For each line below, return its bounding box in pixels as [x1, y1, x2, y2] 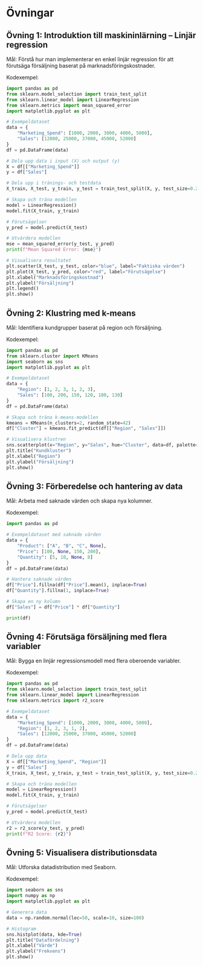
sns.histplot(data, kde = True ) [6, 932, 83, 938]
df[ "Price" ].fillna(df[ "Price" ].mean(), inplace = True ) [6, 582, 147, 588]
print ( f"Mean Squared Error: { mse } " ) [6, 247, 101, 253]
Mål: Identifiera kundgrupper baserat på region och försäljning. [6, 324, 163, 331]
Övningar [6, 6, 54, 20]
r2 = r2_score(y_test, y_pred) [6, 825, 85, 831]
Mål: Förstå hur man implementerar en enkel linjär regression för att [6, 56, 174, 63]
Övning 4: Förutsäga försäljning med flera [6, 632, 167, 642]
